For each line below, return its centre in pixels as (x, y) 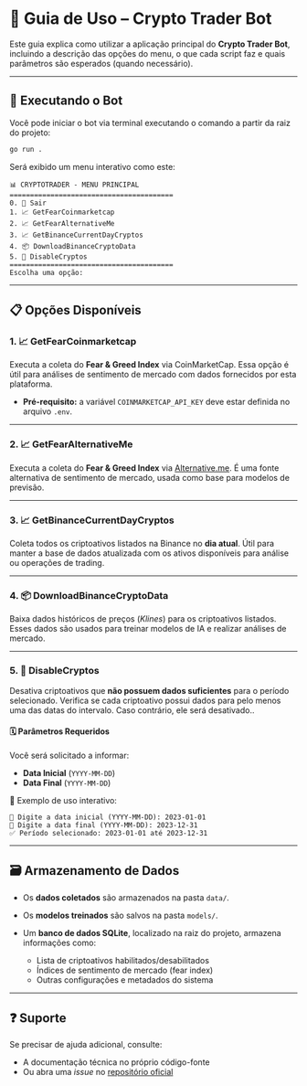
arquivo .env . (48, 411)
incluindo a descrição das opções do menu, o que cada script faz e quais (148, 53)
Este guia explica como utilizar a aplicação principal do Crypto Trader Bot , (150, 44)
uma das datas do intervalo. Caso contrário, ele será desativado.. (132, 710)
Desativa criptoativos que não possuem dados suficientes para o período (149, 690)
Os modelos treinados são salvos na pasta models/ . (120, 915)
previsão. (27, 487)
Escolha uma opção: (47, 272)
